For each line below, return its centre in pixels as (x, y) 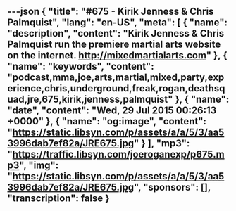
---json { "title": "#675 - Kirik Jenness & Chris (111, 12)
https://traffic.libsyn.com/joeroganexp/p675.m (118, 154)
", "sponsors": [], (172, 187)
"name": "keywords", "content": (81, 66)
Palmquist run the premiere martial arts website (114, 45)
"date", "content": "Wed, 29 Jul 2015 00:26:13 (112, 111)
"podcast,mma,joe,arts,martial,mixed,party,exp (116, 78)
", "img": (39, 166)
